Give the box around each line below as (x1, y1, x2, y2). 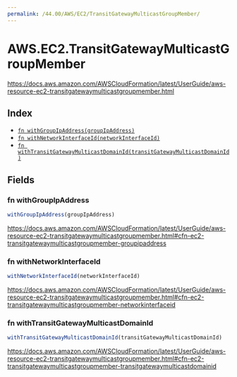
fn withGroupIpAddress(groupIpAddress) (17, 127, 135, 134)
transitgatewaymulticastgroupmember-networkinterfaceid (7, 301, 176, 309)
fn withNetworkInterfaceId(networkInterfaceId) (17, 135, 160, 142)
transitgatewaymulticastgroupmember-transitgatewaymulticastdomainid (7, 362, 217, 371)
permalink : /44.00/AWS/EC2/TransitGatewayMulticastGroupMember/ (7, 10, 200, 18)
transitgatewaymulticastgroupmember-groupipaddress (7, 238, 167, 248)
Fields (7, 174, 35, 186)
